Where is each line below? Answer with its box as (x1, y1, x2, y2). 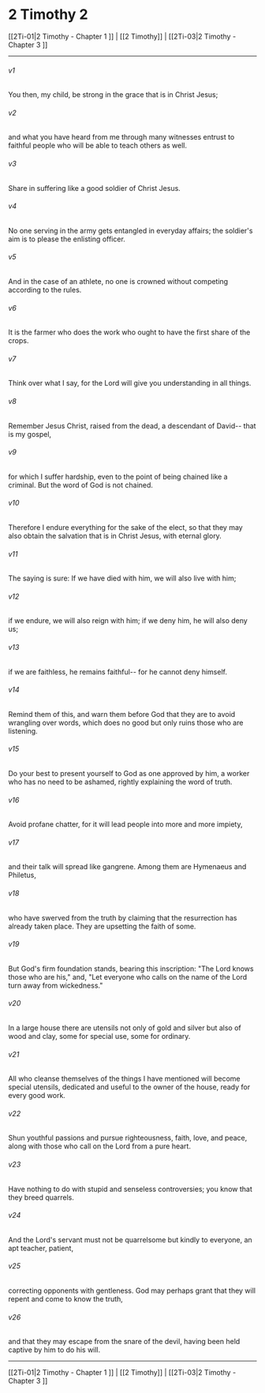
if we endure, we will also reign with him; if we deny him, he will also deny (8, 616, 248, 626)
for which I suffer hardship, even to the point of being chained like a (8, 472, 228, 481)
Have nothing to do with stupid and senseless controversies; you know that (8, 1184, 252, 1193)
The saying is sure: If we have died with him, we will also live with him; (8, 573, 237, 583)
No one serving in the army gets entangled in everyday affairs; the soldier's (8, 226, 253, 235)
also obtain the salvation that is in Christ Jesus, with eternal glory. (8, 531, 222, 540)
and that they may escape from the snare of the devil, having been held (8, 1337, 241, 1346)
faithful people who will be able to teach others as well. (8, 140, 188, 151)
